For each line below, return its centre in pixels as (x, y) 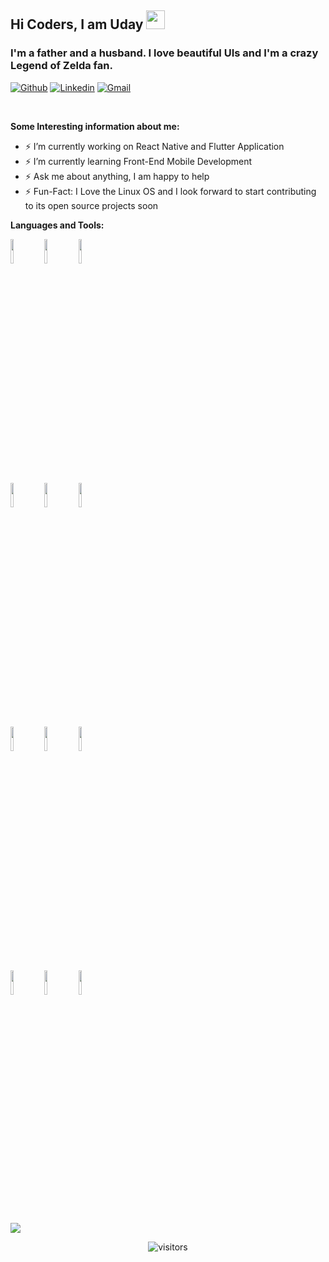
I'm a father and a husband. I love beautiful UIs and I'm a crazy (164, 53)
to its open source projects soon (91, 205)
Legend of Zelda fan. (61, 66)
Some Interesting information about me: (95, 126)
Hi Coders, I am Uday (77, 24)
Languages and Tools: (57, 225)
